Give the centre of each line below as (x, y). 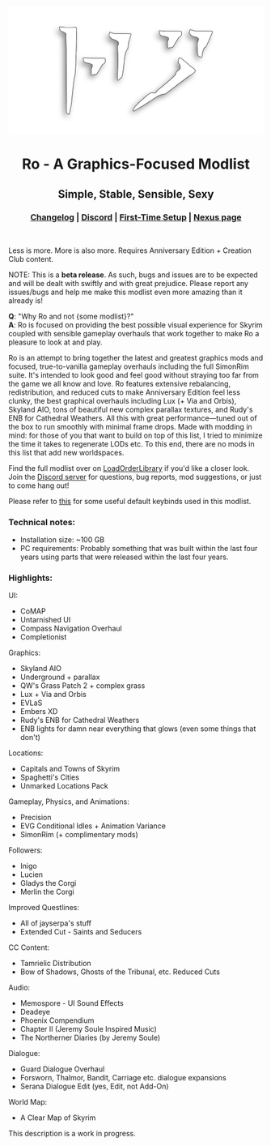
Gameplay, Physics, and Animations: (69, 802)
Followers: (25, 850)
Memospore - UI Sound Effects (72, 1003)
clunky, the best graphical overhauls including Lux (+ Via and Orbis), (123, 400)
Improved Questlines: (44, 908)
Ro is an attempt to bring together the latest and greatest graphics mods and (136, 357)
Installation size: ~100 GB (62, 540)
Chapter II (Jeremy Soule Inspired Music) (89, 1029)
